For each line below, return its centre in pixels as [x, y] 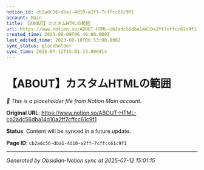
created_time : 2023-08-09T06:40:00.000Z [58, 35]
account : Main [24, 18]
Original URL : [23, 113]
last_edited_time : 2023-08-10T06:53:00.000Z [63, 40]
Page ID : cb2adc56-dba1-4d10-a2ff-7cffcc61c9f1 [67, 143]
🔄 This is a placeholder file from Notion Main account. [74, 101]
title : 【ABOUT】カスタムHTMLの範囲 [49, 23]
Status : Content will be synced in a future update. [69, 131]
